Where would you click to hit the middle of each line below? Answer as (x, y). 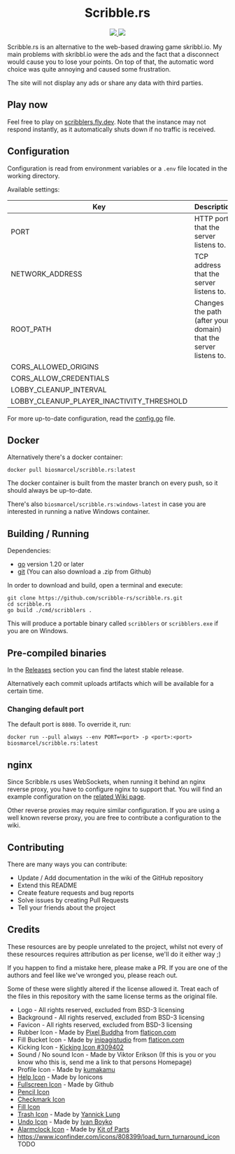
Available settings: (34, 189)
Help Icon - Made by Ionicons (60, 1077)
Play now (28, 105)
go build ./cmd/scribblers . (50, 611)
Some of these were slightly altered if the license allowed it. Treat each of (113, 988)
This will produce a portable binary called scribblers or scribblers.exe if (113, 623)
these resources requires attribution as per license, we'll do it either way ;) (114, 954)
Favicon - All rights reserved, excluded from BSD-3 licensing (105, 1024)
